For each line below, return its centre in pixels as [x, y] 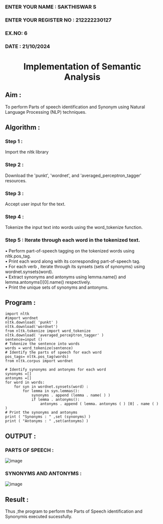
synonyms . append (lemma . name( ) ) [71, 396]
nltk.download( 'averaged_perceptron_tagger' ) [55, 335]
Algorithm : [23, 128]
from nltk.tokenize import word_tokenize [48, 331]
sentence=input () [24, 340]
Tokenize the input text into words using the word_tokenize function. [74, 227]
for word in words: [25, 383]
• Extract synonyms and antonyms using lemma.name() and [66, 277]
